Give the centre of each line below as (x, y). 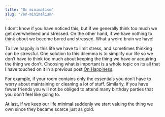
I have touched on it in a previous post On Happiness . (59, 69)
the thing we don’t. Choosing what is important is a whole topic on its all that (82, 64)
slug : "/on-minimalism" (30, 14)
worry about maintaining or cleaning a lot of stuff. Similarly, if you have (77, 84)
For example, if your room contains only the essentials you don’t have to (78, 79)
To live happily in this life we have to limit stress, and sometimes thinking (79, 48)
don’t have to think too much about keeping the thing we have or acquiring (81, 58)
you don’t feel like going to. (33, 94)
